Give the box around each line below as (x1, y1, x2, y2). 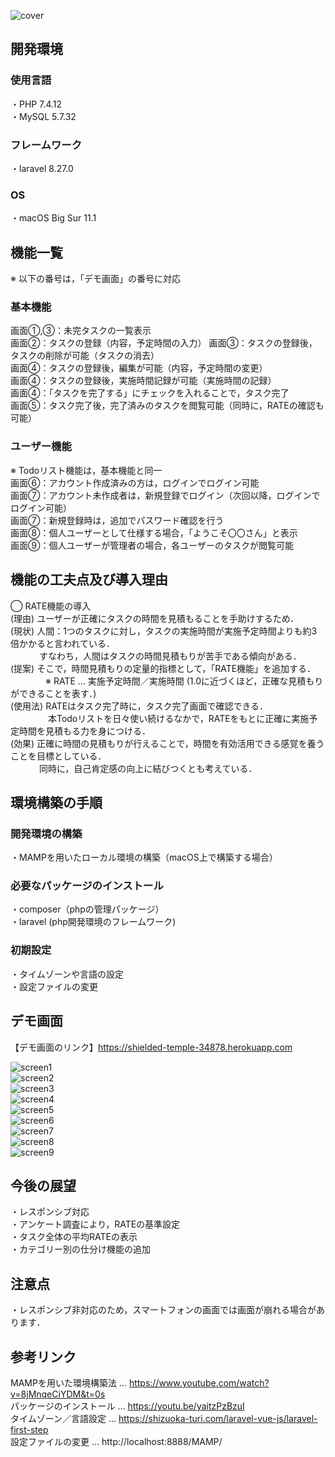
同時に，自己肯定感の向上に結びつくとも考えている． (38, 762, 258, 774)
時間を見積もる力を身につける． (18, 725, 151, 737)
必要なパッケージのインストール (10, 879, 164, 893)
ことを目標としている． (10, 750, 107, 762)
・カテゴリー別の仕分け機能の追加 (10, 1243, 151, 1255)
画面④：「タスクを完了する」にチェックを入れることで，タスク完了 (10, 387, 290, 399)
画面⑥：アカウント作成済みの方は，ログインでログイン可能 (10, 476, 260, 489)
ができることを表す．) (10, 687, 97, 699)
